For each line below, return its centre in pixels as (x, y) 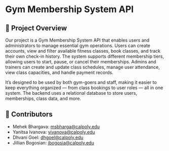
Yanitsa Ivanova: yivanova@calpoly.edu (54, 132)
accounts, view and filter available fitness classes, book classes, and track (83, 51)
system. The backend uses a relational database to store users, (71, 93)
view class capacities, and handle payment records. (59, 72)
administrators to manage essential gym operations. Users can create (78, 46)
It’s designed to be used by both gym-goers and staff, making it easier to (81, 82)
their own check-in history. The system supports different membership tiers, (85, 56)
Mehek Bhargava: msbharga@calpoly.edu (56, 126)
